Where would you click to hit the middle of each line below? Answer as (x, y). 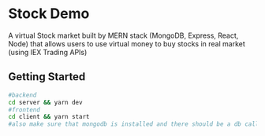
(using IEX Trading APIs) (48, 52)
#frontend (24, 110)
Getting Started (47, 77)
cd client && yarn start (49, 117)
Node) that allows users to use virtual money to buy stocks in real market (127, 43)
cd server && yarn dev (45, 102)
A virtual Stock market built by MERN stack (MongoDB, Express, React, (123, 35)
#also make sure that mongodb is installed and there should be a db (125, 124)
